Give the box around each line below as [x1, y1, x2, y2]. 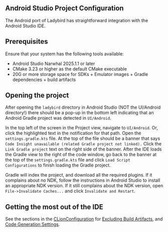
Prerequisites [5, 37, 48, 46]
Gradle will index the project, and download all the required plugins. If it [5, 172, 152, 178]
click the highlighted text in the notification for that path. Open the [5, 130, 141, 136]
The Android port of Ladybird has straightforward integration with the [5, 17, 148, 23]
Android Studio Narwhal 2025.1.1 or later [12, 60, 95, 66]
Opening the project [5, 91, 69, 100]
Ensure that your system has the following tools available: [5, 50, 124, 57]
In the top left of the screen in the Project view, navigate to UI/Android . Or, [5, 125, 158, 131]
